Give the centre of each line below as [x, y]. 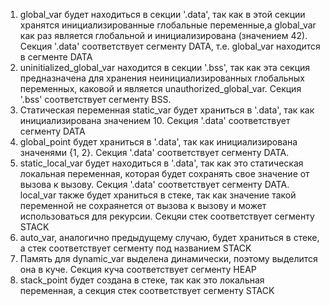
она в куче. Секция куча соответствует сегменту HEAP [138, 269]
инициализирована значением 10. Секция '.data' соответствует [155, 120]
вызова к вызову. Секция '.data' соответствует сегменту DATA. [154, 184]
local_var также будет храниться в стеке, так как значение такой [158, 195]
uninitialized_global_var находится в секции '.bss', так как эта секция [165, 67]
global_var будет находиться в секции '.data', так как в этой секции [162, 14]
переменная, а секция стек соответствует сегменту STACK [147, 290]
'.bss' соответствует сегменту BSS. [95, 99]
